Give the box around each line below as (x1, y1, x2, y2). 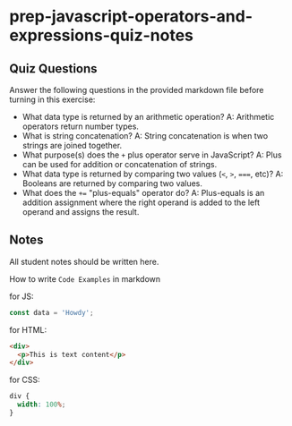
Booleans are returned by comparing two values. (21, 178, 203, 189)
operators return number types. (21, 121, 139, 132)
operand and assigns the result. (21, 207, 140, 217)
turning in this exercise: (9, 94, 96, 105)
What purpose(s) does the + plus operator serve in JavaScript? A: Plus (21, 149, 282, 160)
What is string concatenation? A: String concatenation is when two (21, 131, 269, 141)
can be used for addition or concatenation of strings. (21, 159, 218, 169)
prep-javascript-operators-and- (9, 6, 253, 27)
